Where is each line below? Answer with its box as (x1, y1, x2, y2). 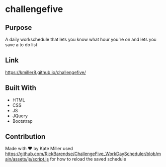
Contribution (5, 133, 46, 141)
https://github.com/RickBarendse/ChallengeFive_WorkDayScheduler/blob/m (5, 151, 161, 157)
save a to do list (5, 42, 37, 48)
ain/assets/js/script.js (5, 156, 49, 162)
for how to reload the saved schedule (50, 156, 127, 162)
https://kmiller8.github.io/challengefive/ (5, 69, 86, 75)
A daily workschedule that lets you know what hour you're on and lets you (5, 36, 157, 42)
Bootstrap (12, 118, 33, 124)
